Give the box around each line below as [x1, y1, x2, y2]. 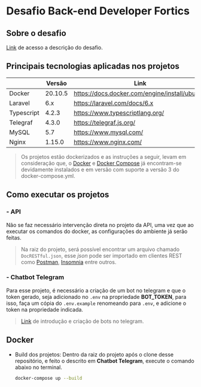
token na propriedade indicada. [6, 306, 84, 313]
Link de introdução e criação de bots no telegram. [20, 318, 144, 325]
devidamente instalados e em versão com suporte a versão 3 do [20, 166, 179, 173]
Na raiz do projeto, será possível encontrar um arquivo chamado [20, 246, 180, 253]
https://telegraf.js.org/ [74, 118, 136, 126]
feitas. [6, 234, 22, 241]
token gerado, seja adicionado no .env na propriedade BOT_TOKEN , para [6, 293, 187, 300]
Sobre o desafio [6, 28, 67, 38]
